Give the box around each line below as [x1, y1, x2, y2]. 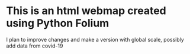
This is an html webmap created [6, 4, 167, 18]
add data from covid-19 [6, 42, 63, 49]
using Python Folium [6, 16, 110, 30]
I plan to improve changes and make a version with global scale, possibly [6, 36, 185, 43]
